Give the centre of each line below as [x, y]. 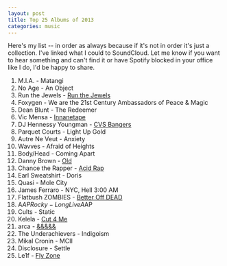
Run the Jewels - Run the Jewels [64, 95]
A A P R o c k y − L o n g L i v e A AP [55, 205]
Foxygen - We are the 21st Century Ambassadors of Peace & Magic [113, 103]
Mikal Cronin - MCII [45, 241]
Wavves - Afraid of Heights [56, 146]
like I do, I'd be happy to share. [51, 68]
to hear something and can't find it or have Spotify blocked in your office [110, 60]
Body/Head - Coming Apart [56, 154]
